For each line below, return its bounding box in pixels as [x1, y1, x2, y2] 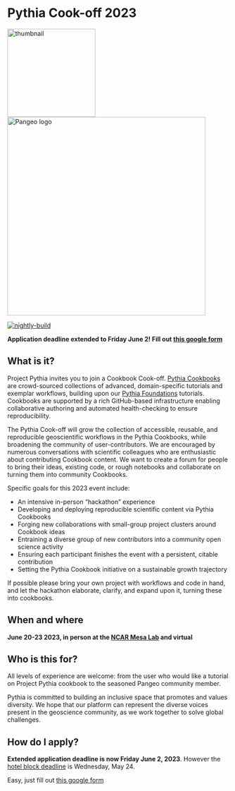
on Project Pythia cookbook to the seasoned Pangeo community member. [7, 680, 222, 688]
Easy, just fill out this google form [7, 776, 104, 785]
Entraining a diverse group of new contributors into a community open [17, 535, 222, 543]
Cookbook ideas [17, 527, 65, 536]
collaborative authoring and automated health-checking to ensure [7, 404, 198, 412]
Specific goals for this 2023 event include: [7, 483, 130, 492]
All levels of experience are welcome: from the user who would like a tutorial [7, 672, 229, 680]
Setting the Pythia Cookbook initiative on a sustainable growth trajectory [17, 564, 227, 573]
